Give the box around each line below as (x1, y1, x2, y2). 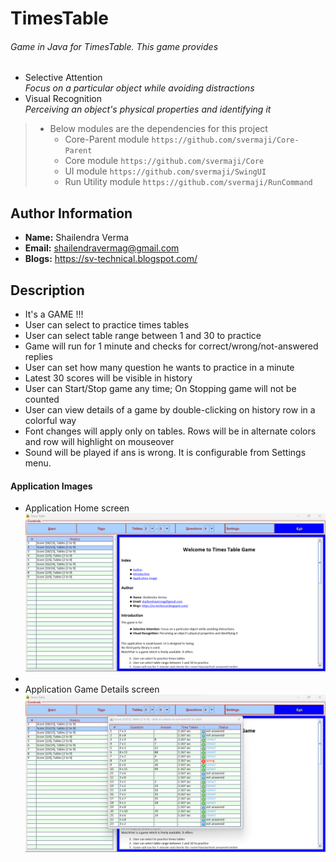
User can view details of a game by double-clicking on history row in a (24, 404, 316, 416)
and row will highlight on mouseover (24, 436, 175, 448)
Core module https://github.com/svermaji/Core (64, 155, 265, 167)
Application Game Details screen (24, 683, 160, 695)
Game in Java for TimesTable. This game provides (10, 40, 219, 52)
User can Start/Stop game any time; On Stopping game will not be (24, 383, 297, 395)
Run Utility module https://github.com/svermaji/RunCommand (64, 176, 313, 188)
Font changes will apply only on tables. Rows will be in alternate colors (24, 425, 317, 437)
